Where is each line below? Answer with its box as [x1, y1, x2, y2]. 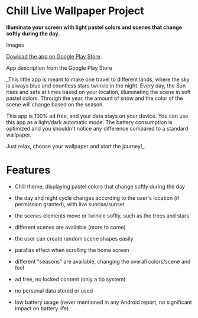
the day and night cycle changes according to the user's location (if [14, 194, 180, 202]
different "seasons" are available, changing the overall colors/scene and [14, 258, 191, 265]
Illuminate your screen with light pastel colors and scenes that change [6, 24, 182, 31]
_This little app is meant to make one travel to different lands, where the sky [6, 76, 190, 83]
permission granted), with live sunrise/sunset [14, 200, 125, 207]
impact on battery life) [14, 304, 69, 311]
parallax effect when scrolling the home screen [14, 246, 129, 254]
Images [6, 41, 25, 48]
